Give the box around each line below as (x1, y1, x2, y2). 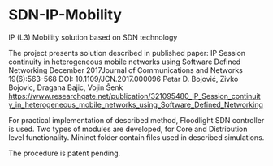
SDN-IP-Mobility (8, 6, 122, 24)
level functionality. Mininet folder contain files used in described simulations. (8, 132, 265, 143)
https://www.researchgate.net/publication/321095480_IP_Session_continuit (8, 91, 262, 100)
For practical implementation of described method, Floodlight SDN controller (8, 115, 265, 125)
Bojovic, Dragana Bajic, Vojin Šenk (8, 83, 123, 92)
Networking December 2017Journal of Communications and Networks (8, 65, 244, 74)
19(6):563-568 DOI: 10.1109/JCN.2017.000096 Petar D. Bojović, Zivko (8, 74, 239, 83)
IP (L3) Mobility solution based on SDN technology (8, 32, 178, 42)
